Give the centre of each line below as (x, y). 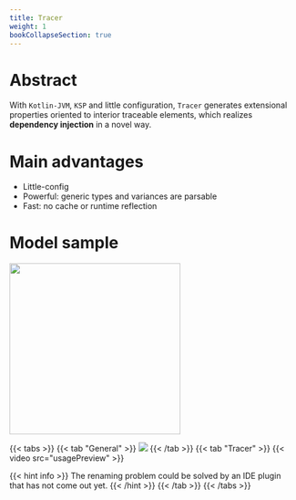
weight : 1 (28, 26)
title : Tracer (36, 18)
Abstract (43, 80)
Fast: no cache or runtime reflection (90, 206)
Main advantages (77, 161)
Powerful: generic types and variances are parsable (120, 196)
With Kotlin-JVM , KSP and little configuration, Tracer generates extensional (148, 105)
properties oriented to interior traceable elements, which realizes (131, 115)
